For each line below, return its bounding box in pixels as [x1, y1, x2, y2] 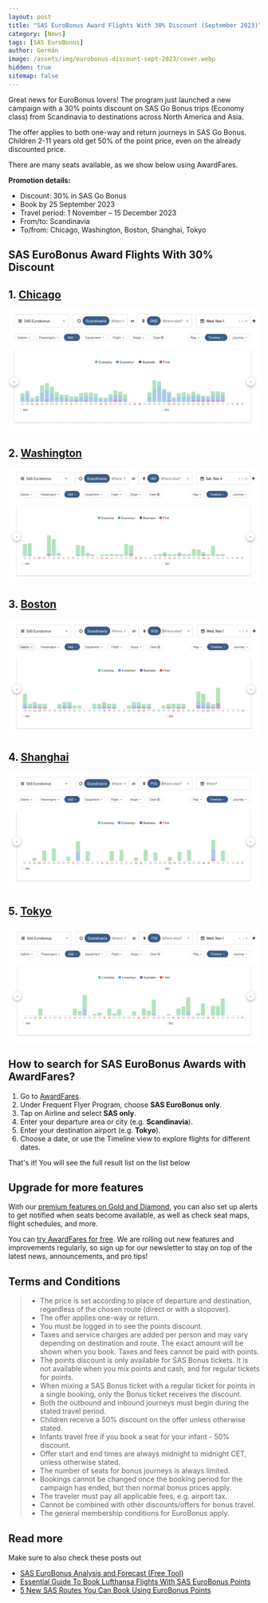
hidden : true [8, 64, 52, 72]
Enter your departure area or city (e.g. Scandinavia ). [19, 1117, 193, 1126]
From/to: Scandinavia [19, 216, 90, 226]
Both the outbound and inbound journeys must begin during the [39, 1398, 250, 1408]
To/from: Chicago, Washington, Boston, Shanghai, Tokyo [19, 225, 207, 234]
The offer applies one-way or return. [39, 1313, 160, 1323]
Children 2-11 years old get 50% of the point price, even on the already [8, 136, 241, 146]
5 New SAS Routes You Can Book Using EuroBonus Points [19, 1585, 211, 1595]
